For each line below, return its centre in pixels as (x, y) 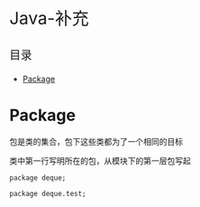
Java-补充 (49, 18)
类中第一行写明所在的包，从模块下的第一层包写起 (100, 160)
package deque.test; (48, 193)
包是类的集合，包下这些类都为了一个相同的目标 (96, 141)
